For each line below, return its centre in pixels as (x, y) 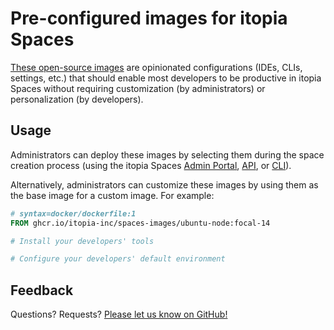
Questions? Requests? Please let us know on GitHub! (119, 314)
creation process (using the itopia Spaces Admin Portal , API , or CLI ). (151, 165)
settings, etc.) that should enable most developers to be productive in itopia (166, 78)
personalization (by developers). (77, 99)
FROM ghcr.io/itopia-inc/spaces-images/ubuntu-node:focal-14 (140, 223)
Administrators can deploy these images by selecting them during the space (167, 154)
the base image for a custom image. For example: (112, 195)
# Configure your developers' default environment (118, 259)
